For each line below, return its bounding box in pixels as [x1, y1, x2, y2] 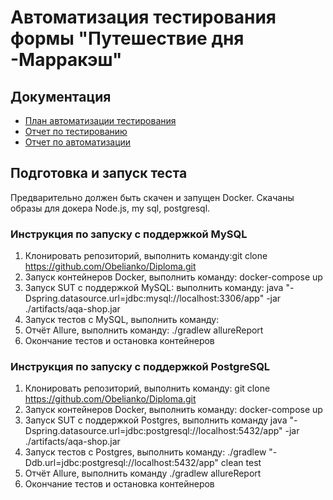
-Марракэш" [10, 49, 123, 71]
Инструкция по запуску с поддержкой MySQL [10, 227, 248, 241]
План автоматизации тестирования [24, 115, 177, 126]
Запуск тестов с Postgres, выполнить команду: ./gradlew [24, 446, 267, 458]
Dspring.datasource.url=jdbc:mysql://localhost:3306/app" [24, 292, 265, 305]
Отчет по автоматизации [24, 136, 132, 148]
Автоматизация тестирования [10, 6, 277, 29]
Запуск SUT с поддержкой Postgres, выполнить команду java [24, 414, 288, 426]
